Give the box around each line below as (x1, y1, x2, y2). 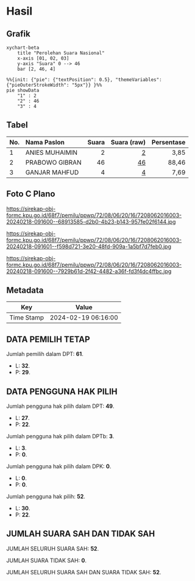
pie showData (6, 87, 40, 93)
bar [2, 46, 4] (17, 66, 56, 72)
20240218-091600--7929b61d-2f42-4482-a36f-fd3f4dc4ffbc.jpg (6, 267, 172, 275)
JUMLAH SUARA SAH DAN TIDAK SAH (6, 529, 155, 539)
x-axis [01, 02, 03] (17, 55, 69, 62)
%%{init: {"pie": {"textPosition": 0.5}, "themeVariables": (6, 77, 163, 83)
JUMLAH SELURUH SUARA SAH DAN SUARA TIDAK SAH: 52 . (6, 568, 161, 576)
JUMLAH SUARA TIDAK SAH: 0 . (6, 557, 87, 564)
